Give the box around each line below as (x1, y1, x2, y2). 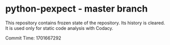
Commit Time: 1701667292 (5, 35, 61, 41)
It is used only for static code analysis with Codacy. (5, 25, 113, 31)
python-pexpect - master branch (5, 3, 148, 15)
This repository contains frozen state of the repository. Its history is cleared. (5, 20, 165, 26)
